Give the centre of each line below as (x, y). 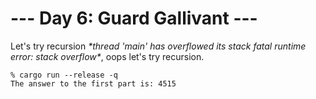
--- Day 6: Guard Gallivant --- (134, 18)
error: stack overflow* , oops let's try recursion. (107, 56)
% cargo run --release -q (64, 75)
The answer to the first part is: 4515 (93, 83)
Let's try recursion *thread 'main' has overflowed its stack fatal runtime (158, 46)
